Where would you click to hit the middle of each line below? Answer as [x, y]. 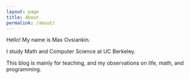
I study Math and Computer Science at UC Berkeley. [71, 51]
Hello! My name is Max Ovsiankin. [48, 40]
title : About [23, 17]
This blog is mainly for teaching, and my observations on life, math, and [95, 63]
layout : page [23, 12]
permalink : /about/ [31, 23]
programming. [24, 69]
